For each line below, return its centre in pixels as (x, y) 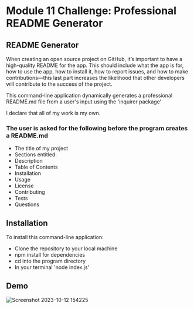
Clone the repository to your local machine (66, 248)
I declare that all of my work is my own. (53, 113)
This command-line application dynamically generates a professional (89, 95)
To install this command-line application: (55, 237)
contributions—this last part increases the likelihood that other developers (95, 78)
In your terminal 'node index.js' (52, 267)
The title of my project (41, 149)
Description (28, 161)
